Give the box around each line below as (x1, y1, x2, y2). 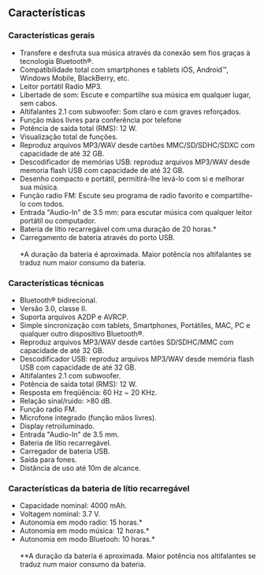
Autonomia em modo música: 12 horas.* (19, 526, 150, 536)
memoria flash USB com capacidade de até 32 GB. (19, 165, 185, 175)
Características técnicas (8, 277, 105, 288)
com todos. (27, 199, 65, 209)
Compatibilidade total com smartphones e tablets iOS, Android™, (19, 65, 229, 74)
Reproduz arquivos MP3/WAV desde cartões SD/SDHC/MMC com (19, 337, 234, 347)
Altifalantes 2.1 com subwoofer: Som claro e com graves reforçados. (19, 107, 242, 116)
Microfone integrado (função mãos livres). (19, 412, 158, 422)
